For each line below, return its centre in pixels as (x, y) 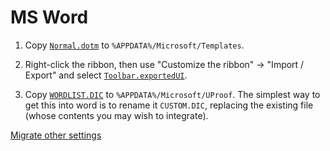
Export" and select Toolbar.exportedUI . (106, 75)
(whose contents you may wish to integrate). (116, 115)
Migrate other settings (56, 135)
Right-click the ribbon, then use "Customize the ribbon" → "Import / (164, 64)
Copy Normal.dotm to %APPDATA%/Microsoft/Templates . (134, 45)
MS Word (49, 17)
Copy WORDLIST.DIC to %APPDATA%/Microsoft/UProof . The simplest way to (172, 94)
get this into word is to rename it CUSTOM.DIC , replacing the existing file (169, 105)
